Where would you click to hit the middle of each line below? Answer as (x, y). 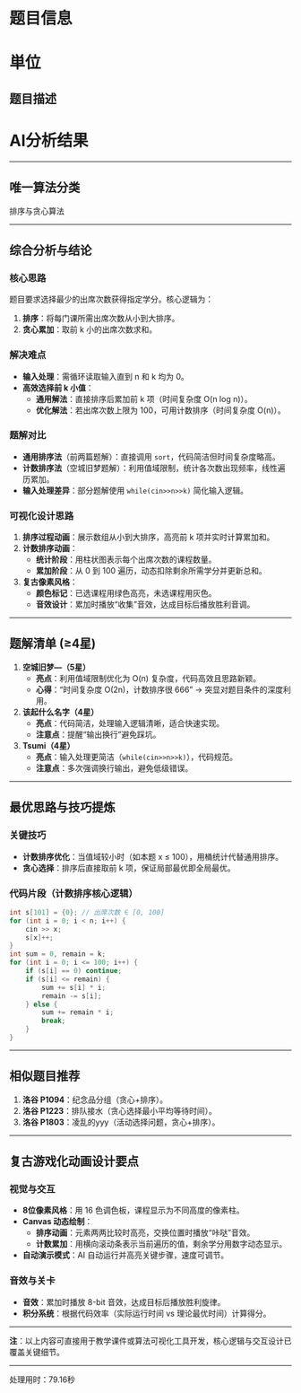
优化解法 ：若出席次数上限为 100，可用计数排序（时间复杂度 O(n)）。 (161, 410)
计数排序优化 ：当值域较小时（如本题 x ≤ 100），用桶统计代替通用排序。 (153, 856)
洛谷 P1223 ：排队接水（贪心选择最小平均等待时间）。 (119, 1110)
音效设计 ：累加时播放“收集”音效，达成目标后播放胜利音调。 (145, 605)
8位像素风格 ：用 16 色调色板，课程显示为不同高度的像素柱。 (133, 1210)
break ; (54, 1021)
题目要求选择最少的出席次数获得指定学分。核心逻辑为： (111, 299)
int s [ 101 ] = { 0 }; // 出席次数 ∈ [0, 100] (87, 912)
